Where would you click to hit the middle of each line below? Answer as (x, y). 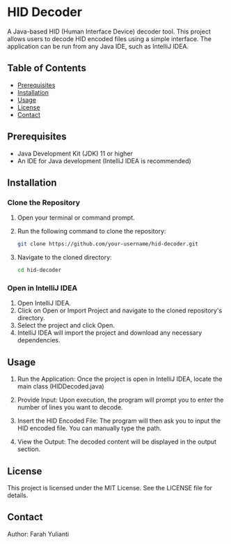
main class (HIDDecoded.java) (61, 386)
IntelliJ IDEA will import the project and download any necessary (110, 333)
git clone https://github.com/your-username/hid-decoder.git (108, 244)
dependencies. (39, 340)
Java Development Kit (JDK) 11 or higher (75, 153)
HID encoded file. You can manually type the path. (89, 428)
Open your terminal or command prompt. (76, 218)
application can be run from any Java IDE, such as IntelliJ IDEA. (98, 46)
